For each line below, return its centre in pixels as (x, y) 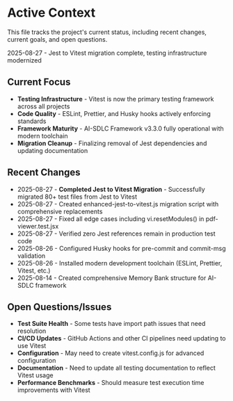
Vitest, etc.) (34, 270)
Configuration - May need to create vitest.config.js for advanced (111, 353)
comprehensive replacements (60, 211)
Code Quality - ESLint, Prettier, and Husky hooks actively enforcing (114, 113)
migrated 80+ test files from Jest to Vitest (77, 197)
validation (31, 256)
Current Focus (39, 82)
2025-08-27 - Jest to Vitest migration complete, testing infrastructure (107, 53)
